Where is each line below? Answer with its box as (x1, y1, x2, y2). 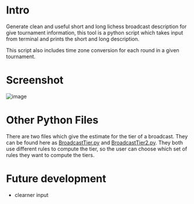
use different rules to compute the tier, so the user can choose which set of (6, 145, 188, 152)
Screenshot (6, 74, 64, 87)
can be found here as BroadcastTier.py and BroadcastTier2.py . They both (6, 139, 183, 146)
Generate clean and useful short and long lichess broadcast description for (6, 23, 187, 30)
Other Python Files (6, 114, 99, 127)
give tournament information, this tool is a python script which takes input (6, 29, 183, 36)
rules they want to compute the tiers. (6, 151, 95, 158)
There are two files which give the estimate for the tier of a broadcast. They (6, 132, 188, 140)
